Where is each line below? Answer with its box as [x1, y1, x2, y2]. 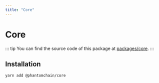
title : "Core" [5, 7, 35, 12]
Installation [5, 59, 41, 68]
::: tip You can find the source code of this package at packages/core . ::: [5, 45, 154, 51]
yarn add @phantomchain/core [5, 73, 66, 78]
